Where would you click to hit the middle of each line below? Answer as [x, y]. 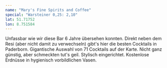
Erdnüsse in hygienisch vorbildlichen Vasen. [51, 60]
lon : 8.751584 [20, 24]
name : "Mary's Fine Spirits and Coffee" [48, 10]
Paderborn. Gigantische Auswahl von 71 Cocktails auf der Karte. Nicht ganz [84, 49]
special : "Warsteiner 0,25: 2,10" [42, 15]
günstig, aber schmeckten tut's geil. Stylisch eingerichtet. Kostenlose [77, 55]
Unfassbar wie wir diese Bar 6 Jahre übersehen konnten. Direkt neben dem [83, 39]
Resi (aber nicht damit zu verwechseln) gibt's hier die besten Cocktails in [81, 44]
